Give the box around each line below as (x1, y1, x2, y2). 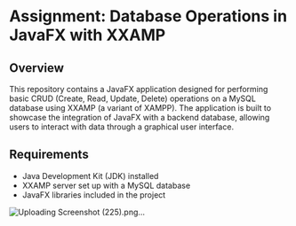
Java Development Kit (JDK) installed (21, 170, 159, 181)
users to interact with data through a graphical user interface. (9, 121, 234, 132)
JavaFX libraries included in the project (21, 189, 166, 200)
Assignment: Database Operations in (9, 6, 287, 27)
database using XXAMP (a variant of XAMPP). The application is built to (9, 103, 272, 113)
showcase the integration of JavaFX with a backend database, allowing (9, 113, 270, 122)
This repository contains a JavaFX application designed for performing (9, 84, 268, 94)
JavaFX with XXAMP (9, 25, 166, 45)
